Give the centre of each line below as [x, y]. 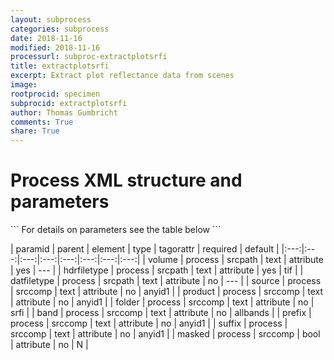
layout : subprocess [51, 19]
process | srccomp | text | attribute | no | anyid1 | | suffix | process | [149, 323]
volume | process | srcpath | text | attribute [235, 260]
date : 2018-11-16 [46, 38]
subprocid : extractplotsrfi [69, 103]
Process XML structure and [126, 180]
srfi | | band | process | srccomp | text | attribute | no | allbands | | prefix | [161, 313]
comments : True [42, 122]
